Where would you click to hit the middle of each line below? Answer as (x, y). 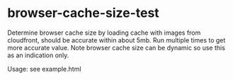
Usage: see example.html (44, 69)
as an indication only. (38, 55)
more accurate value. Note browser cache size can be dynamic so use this (116, 47)
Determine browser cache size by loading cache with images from (104, 33)
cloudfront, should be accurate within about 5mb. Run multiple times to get (116, 40)
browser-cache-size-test (83, 13)
